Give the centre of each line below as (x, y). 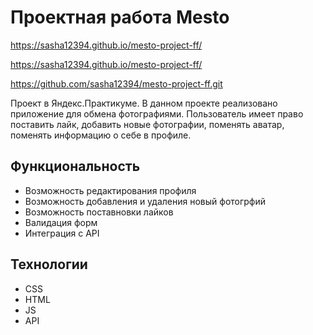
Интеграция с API (62, 233)
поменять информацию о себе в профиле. (101, 135)
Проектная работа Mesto (120, 17)
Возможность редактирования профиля (110, 190)
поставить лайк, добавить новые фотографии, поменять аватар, (147, 124)
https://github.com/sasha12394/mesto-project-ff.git (116, 83)
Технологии (49, 264)
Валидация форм (61, 222)
